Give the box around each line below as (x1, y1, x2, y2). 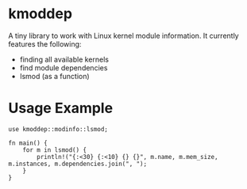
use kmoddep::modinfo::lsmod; (8, 125, 109, 133)
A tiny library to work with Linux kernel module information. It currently (8, 31, 240, 40)
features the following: (8, 39, 82, 48)
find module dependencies (19, 62, 108, 72)
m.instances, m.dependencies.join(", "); (8, 160, 148, 168)
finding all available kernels (19, 55, 110, 64)
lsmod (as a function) (19, 71, 90, 81)
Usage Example (8, 100, 114, 117)
